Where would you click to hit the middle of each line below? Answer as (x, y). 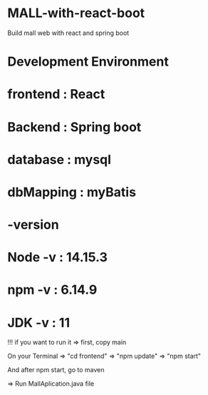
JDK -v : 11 (38, 323)
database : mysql (59, 159)
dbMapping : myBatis (72, 192)
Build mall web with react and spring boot (68, 33)
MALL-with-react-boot (76, 13)
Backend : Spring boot (74, 127)
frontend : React (56, 94)
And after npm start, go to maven (56, 370)
